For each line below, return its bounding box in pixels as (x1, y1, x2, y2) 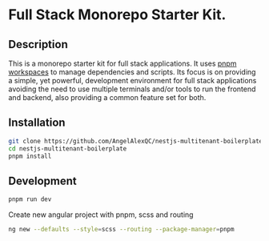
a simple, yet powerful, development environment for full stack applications (8, 76, 257, 85)
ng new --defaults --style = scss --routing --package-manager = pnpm (8, 226, 235, 234)
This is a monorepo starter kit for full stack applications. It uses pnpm (8, 58, 237, 68)
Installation (8, 116, 66, 130)
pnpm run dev (8, 195, 52, 203)
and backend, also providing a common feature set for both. (8, 93, 207, 102)
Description (8, 38, 68, 51)
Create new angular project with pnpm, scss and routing (8, 210, 194, 219)
